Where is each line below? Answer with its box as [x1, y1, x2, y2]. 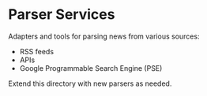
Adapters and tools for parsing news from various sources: [8, 31, 200, 41]
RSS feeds [19, 46, 54, 56]
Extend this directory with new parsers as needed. [8, 79, 172, 88]
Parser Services [8, 6, 115, 24]
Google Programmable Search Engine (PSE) [19, 63, 163, 72]
